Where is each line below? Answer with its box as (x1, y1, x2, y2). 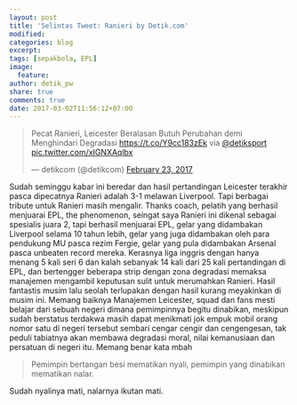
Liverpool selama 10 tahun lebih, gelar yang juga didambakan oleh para (9, 228, 270, 240)
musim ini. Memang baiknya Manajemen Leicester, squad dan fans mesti (9, 295, 276, 306)
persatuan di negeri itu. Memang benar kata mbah (9, 342, 193, 353)
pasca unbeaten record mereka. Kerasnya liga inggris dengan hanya (9, 248, 260, 258)
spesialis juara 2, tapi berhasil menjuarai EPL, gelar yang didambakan (9, 219, 263, 230)
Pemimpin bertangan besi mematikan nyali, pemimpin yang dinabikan (30, 359, 285, 369)
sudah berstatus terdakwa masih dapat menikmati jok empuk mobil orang (9, 314, 278, 324)
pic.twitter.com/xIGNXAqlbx (30, 147, 133, 158)
